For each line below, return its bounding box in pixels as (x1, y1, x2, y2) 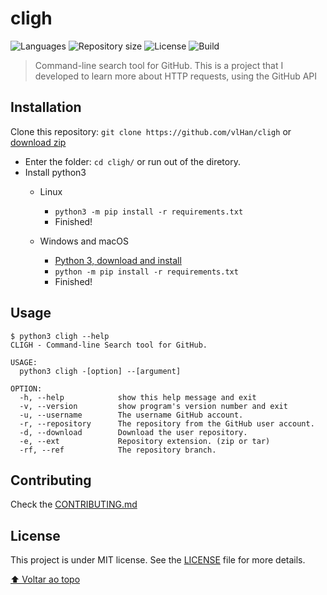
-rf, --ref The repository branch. (19, 445, 217, 455)
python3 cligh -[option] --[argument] (19, 366, 182, 376)
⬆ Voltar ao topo (10, 573, 81, 586)
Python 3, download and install (54, 254, 182, 266)
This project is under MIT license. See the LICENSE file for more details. (10, 554, 306, 566)
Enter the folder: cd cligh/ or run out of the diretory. (24, 155, 241, 167)
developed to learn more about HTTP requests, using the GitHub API (34, 70, 318, 82)
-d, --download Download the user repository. (19, 427, 248, 437)
